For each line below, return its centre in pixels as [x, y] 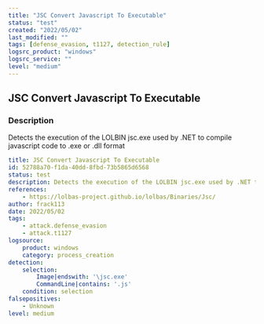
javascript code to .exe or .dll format [67, 146]
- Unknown [38, 306]
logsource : [26, 241]
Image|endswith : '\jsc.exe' [82, 277]
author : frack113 [37, 204]
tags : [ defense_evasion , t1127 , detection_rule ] [89, 45]
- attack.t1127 [47, 233]
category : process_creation [68, 255]
